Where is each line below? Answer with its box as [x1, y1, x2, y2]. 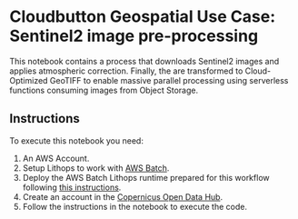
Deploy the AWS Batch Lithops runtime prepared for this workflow [22, 172, 270, 183]
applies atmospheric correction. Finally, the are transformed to [9, 65, 243, 76]
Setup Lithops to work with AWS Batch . [22, 162, 170, 174]
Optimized [9, 75, 48, 85]
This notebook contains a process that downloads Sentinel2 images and [9, 55, 280, 66]
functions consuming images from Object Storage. [9, 85, 198, 95]
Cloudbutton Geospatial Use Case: [9, 6, 276, 27]
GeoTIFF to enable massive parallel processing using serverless [49, 75, 289, 85]
